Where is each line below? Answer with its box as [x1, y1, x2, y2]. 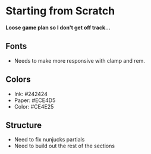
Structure [5, 120, 42, 130]
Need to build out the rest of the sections [14, 142, 115, 150]
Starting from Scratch [5, 4, 115, 18]
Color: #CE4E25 [14, 103, 54, 110]
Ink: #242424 [14, 90, 48, 97]
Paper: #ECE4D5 [14, 97, 56, 104]
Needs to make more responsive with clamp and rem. [14, 57, 145, 64]
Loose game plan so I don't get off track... [5, 24, 111, 31]
